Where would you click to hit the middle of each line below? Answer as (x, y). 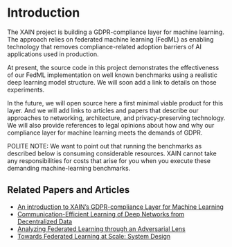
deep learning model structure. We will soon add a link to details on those (112, 82)
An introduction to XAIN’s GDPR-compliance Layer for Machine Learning (120, 207)
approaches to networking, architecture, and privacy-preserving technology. (116, 118)
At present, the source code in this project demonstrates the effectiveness (113, 67)
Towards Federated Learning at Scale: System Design (94, 236)
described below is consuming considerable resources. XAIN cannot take (112, 153)
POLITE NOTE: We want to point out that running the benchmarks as (105, 146)
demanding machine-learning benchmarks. (69, 168)
